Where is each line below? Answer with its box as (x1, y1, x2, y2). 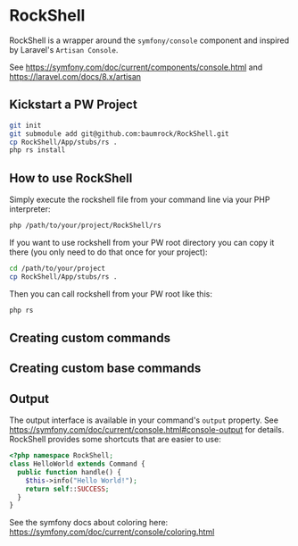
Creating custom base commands (9, 361, 202, 376)
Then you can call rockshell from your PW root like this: (9, 288, 212, 299)
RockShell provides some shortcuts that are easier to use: (9, 434, 221, 445)
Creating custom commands (9, 330, 171, 345)
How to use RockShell (9, 171, 133, 186)
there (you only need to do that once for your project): (9, 247, 208, 257)
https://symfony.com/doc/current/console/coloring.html (9, 526, 215, 537)
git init (9, 121, 42, 130)
